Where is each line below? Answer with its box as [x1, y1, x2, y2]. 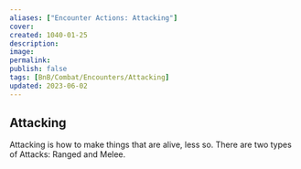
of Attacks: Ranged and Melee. [9, 149, 126, 160]
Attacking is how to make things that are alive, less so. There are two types [9, 139, 293, 151]
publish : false [9, 65, 68, 74]
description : [9, 38, 59, 48]
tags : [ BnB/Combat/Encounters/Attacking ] [9, 73, 170, 82]
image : [9, 48, 35, 57]
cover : [9, 22, 35, 31]
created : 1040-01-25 [9, 30, 89, 39]
